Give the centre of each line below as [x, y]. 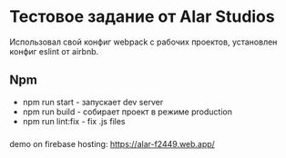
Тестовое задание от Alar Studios [142, 17]
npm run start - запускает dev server [93, 102]
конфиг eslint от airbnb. [54, 51]
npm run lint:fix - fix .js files [74, 121]
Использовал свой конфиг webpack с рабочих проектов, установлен [143, 42]
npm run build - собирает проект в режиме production [127, 112]
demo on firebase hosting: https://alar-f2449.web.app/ [112, 143]
